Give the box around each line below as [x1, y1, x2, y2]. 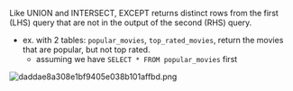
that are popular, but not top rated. [22, 44, 151, 55]
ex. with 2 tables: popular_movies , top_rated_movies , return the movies [22, 35, 284, 45]
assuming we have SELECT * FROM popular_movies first [35, 54, 238, 64]
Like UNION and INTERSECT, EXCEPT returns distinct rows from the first [9, 8, 279, 18]
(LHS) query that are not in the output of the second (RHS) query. [9, 17, 252, 28]
